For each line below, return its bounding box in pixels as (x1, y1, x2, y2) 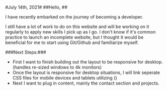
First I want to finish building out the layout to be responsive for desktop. (12, 59, 163, 64)
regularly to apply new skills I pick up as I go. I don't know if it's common (5, 29, 156, 34)
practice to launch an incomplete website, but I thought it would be (5, 34, 144, 40)
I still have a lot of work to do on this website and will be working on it (5, 23, 149, 29)
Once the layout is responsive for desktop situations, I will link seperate (12, 69, 160, 75)
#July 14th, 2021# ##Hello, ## (5, 4, 68, 10)
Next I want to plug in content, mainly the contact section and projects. (12, 80, 159, 86)
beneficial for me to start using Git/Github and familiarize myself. (5, 39, 139, 45)
